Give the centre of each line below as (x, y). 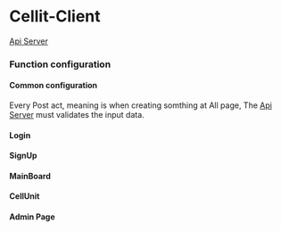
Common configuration (54, 86)
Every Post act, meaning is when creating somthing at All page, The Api (140, 105)
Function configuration (60, 64)
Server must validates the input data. (77, 115)
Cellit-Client (55, 16)
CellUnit (25, 196)
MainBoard (30, 176)
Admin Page (32, 217)
